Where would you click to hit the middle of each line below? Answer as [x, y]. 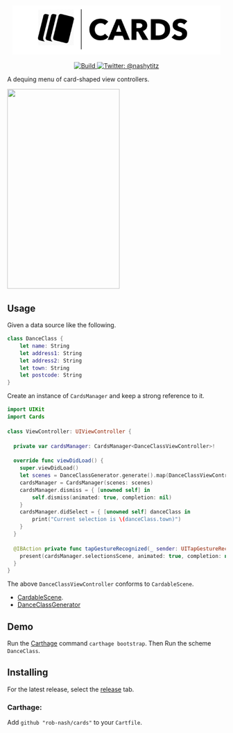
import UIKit [26, 410]
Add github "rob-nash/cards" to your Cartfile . [75, 723]
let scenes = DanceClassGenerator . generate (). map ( [94, 475]
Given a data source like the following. [62, 325]
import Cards [26, 417]
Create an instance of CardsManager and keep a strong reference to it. [106, 396]
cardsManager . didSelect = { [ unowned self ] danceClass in [105, 512]
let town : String [45, 368]
